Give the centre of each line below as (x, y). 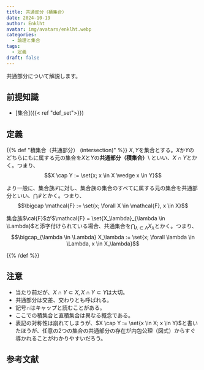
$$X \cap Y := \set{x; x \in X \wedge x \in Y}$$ (103, 175)
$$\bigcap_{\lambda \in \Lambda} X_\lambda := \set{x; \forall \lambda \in (103, 237)
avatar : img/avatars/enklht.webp (49, 29)
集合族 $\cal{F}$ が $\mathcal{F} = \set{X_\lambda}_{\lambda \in (86, 218)
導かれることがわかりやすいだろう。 (61, 338)
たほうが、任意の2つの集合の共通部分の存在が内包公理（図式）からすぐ (105, 330)
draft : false (23, 58)
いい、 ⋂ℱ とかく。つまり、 (51, 196)
